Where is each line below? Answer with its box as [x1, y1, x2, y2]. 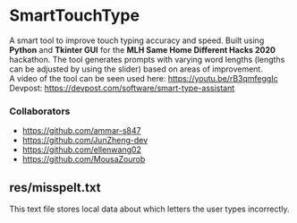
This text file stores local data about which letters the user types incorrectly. [9, 203, 290, 215]
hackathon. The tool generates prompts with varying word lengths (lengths [9, 54, 285, 64]
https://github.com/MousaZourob [21, 154, 146, 165]
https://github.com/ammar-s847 [21, 125, 141, 136]
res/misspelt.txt [9, 180, 101, 195]
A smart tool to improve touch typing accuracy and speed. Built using [9, 35, 265, 46]
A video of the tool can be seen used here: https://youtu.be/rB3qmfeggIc [9, 73, 279, 83]
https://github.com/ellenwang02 [21, 144, 141, 155]
